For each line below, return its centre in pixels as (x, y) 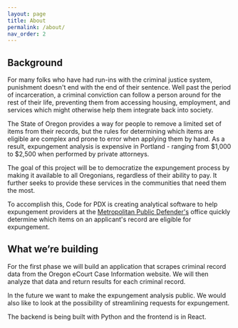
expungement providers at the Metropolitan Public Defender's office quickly (119, 212)
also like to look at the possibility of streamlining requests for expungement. (119, 302)
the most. (21, 191)
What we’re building (53, 249)
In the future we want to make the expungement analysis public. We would (117, 295)
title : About (27, 21)
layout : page (27, 14)
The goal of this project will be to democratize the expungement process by (119, 168)
